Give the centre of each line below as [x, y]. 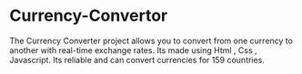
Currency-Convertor [89, 16]
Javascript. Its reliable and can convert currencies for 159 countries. [137, 60]
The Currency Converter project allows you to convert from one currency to [151, 41]
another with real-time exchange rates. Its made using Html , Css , [133, 50]
